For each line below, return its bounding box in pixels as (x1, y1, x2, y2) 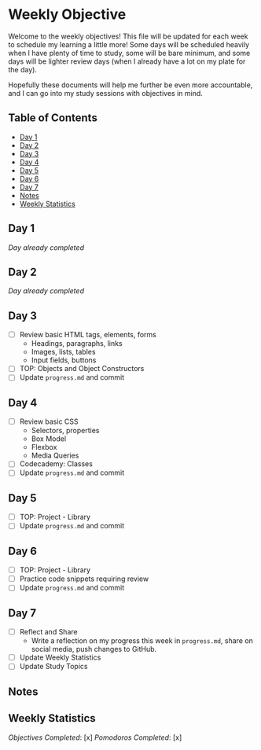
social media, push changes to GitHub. (31, 645, 157, 654)
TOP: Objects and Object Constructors (19, 364, 145, 373)
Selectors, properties (31, 426, 100, 436)
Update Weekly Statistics (19, 653, 101, 662)
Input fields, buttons (31, 355, 97, 365)
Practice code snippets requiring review (19, 574, 149, 583)
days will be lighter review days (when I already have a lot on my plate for (8, 57, 246, 66)
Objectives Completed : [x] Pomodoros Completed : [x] (8, 733, 182, 742)
